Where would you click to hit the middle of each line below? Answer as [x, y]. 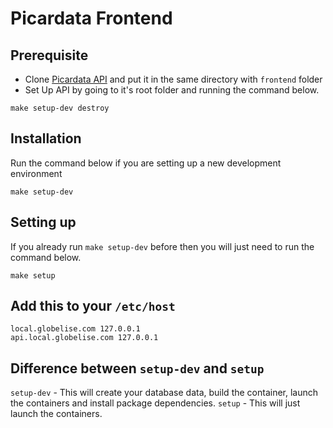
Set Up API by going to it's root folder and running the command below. [172, 90]
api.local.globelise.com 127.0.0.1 [84, 338]
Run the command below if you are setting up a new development [146, 163]
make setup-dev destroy [60, 108]
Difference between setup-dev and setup [137, 368]
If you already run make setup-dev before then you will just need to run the [162, 246]
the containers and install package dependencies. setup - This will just [155, 403]
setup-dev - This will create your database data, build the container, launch [164, 393]
